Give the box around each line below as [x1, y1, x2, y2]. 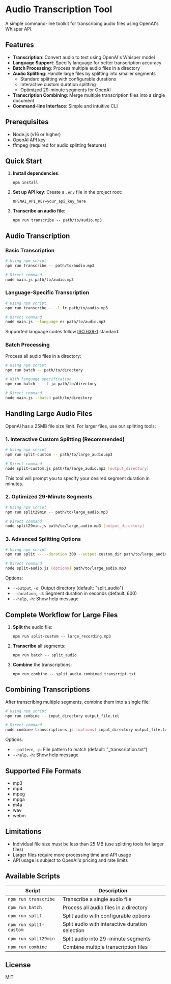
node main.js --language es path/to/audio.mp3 [5, 320, 106, 325]
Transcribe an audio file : [12, 208, 66, 214]
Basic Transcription [5, 247, 55, 254]
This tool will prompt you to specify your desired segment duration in [5, 475, 150, 481]
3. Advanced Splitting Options [5, 536, 81, 543]
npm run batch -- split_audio [12, 652, 77, 658]
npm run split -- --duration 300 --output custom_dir [5, 552, 122, 557]
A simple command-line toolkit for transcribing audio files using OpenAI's [5, 20, 159, 26]
